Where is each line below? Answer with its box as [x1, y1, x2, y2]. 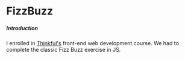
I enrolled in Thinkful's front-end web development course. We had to [6, 40, 180, 47]
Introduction [6, 24, 38, 31]
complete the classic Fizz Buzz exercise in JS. [6, 46, 121, 54]
